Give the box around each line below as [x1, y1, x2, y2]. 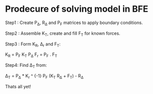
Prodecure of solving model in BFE [5, 3, 149, 15]
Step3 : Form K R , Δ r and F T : [5, 41, 61, 48]
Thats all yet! [5, 83, 31, 89]
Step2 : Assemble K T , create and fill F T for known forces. [5, 30, 121, 37]
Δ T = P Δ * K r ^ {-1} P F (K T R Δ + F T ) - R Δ [5, 72, 84, 80]
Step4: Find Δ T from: [5, 62, 47, 69]
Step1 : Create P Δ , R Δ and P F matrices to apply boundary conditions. [5, 20, 143, 26]
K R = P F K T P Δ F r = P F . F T [5, 51, 58, 59]
